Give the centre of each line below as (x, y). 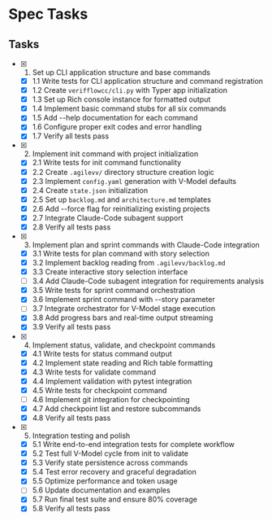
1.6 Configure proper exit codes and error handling (117, 127)
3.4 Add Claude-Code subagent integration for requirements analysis (148, 281)
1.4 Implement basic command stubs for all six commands (129, 109)
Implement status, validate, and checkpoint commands (124, 345)
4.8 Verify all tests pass (71, 418)
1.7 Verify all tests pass (71, 136)
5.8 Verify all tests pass (71, 509)
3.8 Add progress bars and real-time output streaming (123, 317)
